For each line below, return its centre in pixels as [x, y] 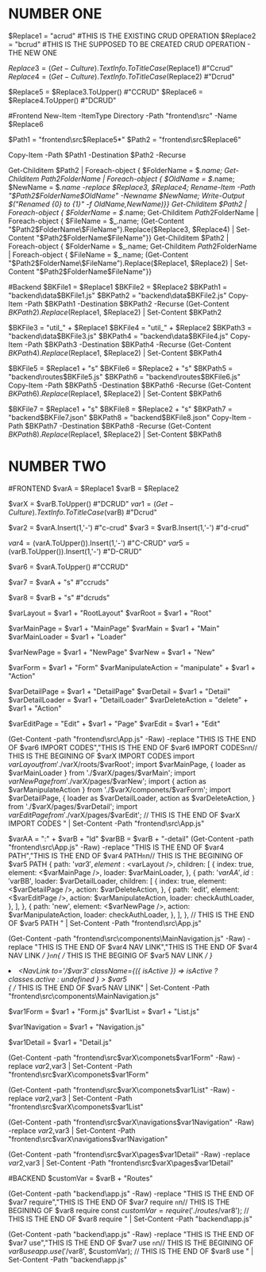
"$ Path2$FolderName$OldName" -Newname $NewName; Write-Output [126, 195]
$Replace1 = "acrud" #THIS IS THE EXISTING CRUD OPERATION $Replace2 [132, 36]
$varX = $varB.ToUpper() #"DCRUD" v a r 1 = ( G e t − [91, 503]
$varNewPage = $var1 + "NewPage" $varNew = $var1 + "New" [112, 652]
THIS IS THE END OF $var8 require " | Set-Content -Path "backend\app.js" [130, 1219]
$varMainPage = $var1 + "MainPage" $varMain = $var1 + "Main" [114, 628]
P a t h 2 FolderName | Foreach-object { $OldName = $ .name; [138, 179]
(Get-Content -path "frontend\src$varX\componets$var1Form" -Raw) [122, 1058]
